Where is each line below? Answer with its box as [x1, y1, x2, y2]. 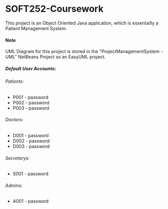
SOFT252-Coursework [5, 3, 104, 15]
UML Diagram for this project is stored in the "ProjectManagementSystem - [5, 48, 163, 55]
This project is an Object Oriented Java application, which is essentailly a [5, 20, 159, 26]
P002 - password [12, 99, 49, 106]
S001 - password [12, 171, 49, 177]
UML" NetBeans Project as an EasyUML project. [5, 54, 106, 60]
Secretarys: [5, 155, 30, 161]
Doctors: [5, 117, 24, 123]
